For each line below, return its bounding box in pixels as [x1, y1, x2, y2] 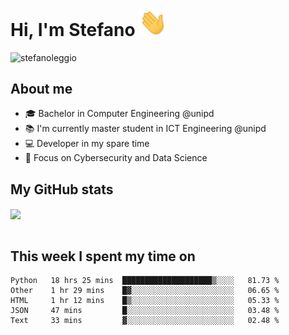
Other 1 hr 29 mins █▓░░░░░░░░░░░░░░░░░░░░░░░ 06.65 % [10, 286, 280, 296]
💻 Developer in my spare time [24, 138, 150, 150]
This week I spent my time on [10, 248, 196, 265]
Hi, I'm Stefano [10, 18, 136, 41]
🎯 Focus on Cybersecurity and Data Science [24, 152, 208, 164]
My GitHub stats [10, 181, 114, 198]
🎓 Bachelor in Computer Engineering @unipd [24, 108, 215, 120]
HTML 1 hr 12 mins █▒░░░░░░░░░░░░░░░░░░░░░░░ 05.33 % [10, 296, 280, 306]
